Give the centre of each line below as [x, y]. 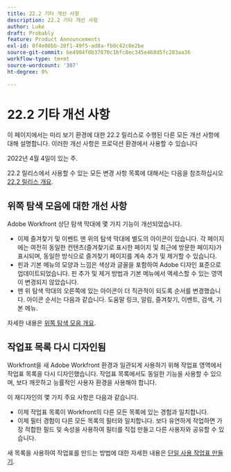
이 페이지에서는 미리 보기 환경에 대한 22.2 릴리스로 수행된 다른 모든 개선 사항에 [113, 135]
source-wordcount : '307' [43, 65]
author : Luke [26, 26]
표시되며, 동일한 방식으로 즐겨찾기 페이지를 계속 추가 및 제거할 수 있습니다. [117, 256]
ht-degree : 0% [28, 72]
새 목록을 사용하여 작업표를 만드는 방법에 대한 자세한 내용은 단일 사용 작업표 [109, 453]
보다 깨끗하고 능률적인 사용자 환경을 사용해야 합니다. [87, 382]
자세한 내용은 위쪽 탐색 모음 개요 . [52, 323]
